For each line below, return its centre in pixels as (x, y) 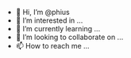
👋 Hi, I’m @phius (42, 12)
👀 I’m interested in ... (49, 20)
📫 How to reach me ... (52, 46)
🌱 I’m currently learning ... (58, 29)
